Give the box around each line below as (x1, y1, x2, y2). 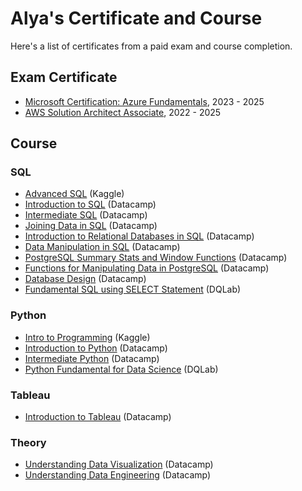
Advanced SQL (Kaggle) (24, 188, 125, 200)
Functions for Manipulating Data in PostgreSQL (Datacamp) (24, 262, 270, 274)
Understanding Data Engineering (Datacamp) (24, 469, 212, 481)
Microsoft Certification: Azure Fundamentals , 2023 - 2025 (24, 95, 265, 107)
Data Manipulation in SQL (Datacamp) (24, 241, 181, 253)
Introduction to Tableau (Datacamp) (24, 411, 172, 423)
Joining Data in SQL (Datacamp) (24, 220, 158, 232)
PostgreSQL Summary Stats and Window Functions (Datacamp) (24, 252, 288, 264)
